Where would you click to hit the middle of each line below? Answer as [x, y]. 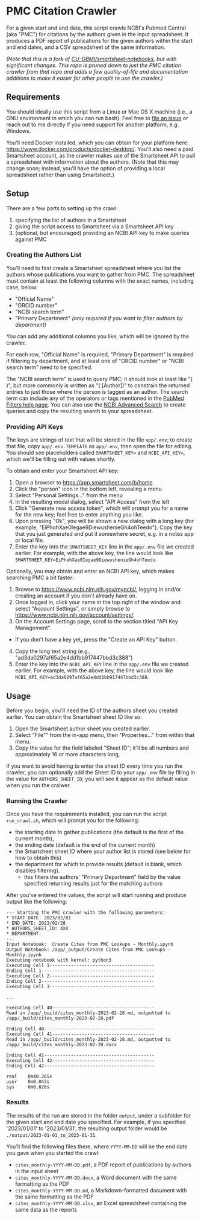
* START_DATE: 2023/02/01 [39, 918]
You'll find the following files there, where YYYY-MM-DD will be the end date [97, 1147]
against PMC [31, 239]
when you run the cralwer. [39, 785]
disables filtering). [37, 870]
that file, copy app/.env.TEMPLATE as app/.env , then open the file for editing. [99, 446]
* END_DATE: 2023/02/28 [36, 923]
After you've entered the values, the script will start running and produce [96, 895]
